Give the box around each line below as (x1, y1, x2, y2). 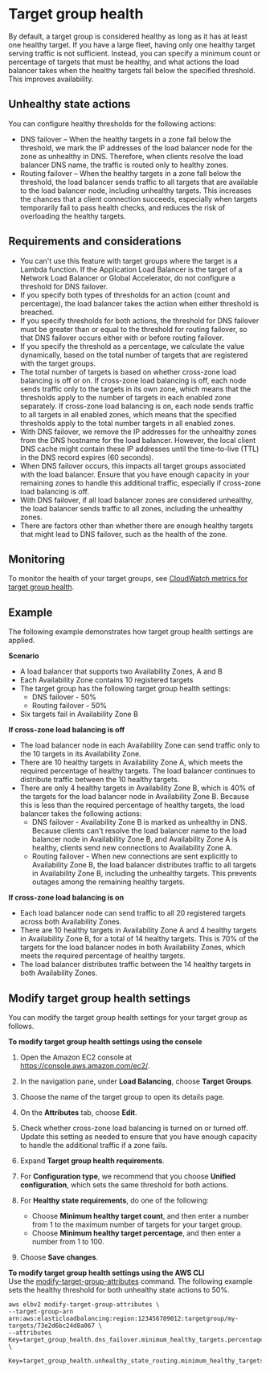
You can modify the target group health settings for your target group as (8, 1013, 247, 1022)
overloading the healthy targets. (19, 211, 126, 221)
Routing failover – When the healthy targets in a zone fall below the (19, 168, 242, 178)
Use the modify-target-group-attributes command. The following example (8, 1277, 253, 1286)
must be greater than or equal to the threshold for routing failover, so (19, 324, 247, 334)
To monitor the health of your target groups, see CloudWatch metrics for (8, 574, 248, 584)
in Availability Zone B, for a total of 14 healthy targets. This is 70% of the (19, 934, 259, 944)
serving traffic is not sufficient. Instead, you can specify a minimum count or (8, 48, 261, 58)
